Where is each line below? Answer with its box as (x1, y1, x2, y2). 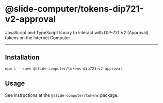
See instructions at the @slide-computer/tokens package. (5, 92, 119, 98)
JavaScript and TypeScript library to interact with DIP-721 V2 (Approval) (5, 29, 149, 35)
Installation (5, 53, 40, 61)
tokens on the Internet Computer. (5, 35, 71, 41)
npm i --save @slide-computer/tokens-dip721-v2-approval (5, 66, 123, 71)
